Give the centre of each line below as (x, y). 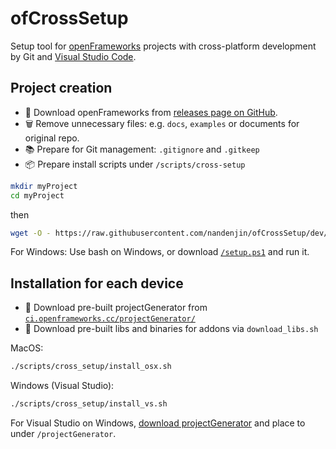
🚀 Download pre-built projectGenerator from (116, 308)
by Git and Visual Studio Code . (73, 56)
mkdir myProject (44, 186)
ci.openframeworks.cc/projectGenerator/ (110, 319)
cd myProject (37, 195)
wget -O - (31, 233)
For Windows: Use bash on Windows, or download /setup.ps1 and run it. (160, 252)
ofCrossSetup (69, 18)
